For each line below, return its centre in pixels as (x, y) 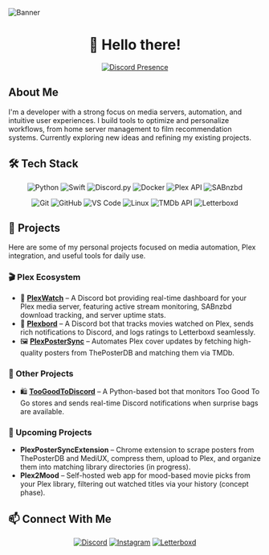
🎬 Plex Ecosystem (45, 277)
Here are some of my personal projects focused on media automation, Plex (132, 247)
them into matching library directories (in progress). (105, 467)
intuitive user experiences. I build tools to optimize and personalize (119, 120)
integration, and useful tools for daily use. (77, 256)
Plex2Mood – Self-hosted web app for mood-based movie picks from (135, 475)
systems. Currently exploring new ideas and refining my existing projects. (130, 138)
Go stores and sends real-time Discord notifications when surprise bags (139, 403)
